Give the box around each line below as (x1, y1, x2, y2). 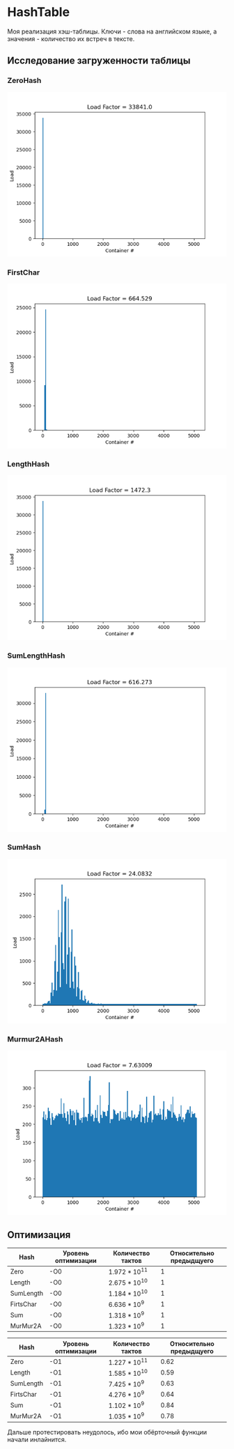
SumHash (7, 842, 41, 852)
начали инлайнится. (7, 1435, 67, 1443)
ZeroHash (7, 76, 42, 86)
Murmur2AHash (7, 1034, 63, 1044)
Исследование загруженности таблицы (7, 55, 191, 67)
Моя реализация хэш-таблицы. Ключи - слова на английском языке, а (7, 27, 217, 36)
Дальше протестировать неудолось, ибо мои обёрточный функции (7, 1427, 208, 1436)
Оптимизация (7, 1229, 71, 1241)
